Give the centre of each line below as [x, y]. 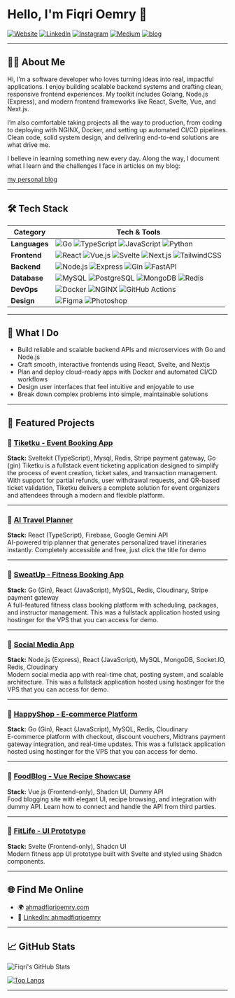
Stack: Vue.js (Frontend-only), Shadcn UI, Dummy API [85, 792]
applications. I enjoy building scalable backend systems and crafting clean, [115, 86]
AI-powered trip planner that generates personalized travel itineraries [107, 542]
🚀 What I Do [33, 333]
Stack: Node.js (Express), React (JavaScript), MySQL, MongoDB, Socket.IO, [116, 659]
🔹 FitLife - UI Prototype [47, 831]
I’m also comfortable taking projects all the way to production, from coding [115, 122]
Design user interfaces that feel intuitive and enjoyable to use [106, 387]
